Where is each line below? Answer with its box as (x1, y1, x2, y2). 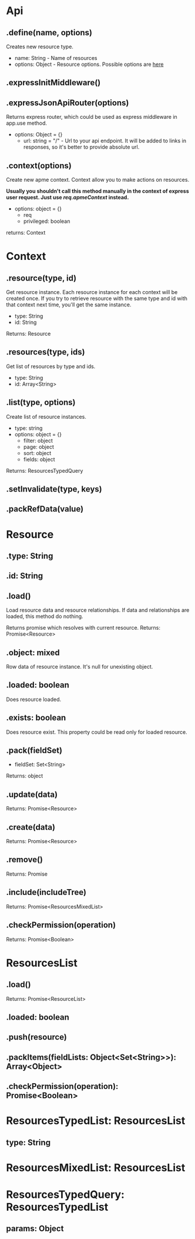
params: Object (6, 1224, 64, 1234)
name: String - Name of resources (14, 55, 97, 61)
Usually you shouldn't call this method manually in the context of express (6, 188, 189, 195)
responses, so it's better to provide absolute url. (23, 143, 140, 151)
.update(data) (6, 789, 58, 799)
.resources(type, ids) (6, 347, 85, 357)
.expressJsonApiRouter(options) (6, 98, 129, 108)
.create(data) (6, 822, 56, 832)
